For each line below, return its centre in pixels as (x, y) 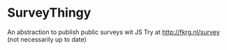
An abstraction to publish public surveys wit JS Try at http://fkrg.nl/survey (113, 32)
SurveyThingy (49, 13)
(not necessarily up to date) (47, 39)
